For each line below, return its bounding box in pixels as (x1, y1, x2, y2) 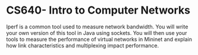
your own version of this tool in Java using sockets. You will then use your (6, 29, 187, 36)
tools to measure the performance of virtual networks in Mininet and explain (6, 35, 192, 43)
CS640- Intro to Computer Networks (6, 4, 191, 17)
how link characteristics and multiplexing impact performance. (6, 42, 159, 49)
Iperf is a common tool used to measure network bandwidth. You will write (6, 23, 188, 30)
